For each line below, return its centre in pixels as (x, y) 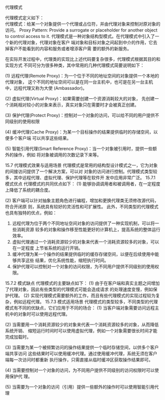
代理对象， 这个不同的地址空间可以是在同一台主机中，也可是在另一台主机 (79, 82)
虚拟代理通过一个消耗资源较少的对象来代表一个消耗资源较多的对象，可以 (85, 242)
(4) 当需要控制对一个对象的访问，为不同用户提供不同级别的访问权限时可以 (80, 370)
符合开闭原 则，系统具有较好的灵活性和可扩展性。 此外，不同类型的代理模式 (82, 207)
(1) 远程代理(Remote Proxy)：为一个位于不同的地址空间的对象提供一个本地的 (82, 76)
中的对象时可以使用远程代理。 (39, 314)
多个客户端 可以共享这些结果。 (40, 138)
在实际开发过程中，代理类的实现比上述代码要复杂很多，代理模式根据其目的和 (83, 59)
